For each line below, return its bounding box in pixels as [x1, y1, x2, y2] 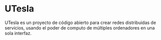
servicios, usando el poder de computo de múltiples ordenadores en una [5, 24, 155, 30]
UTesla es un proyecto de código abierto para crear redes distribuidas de [5, 19, 156, 25]
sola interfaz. [5, 30, 32, 36]
